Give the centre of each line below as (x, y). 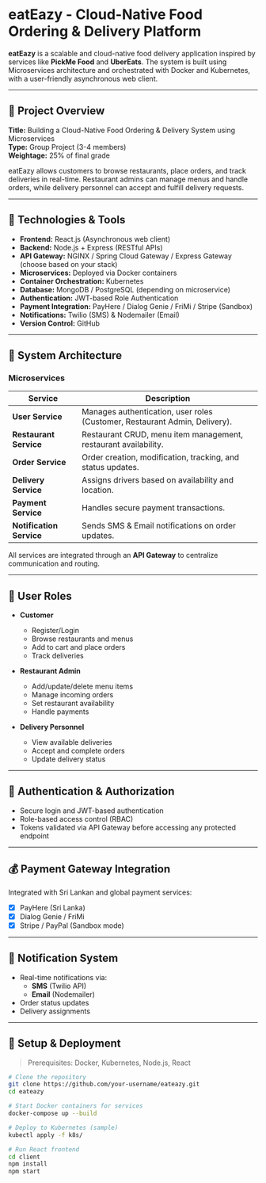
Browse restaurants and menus (82, 639)
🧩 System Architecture (65, 355)
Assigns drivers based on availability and (158, 480)
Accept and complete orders (78, 751)
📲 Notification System (63, 958)
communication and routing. (54, 563)
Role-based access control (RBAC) (76, 819)
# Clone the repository (47, 1077)
